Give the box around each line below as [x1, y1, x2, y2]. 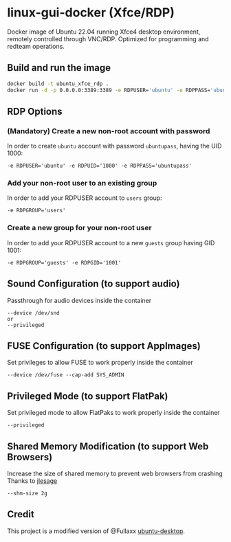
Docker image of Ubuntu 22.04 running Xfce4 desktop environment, [7, 27, 201, 36]
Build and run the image [7, 62, 111, 74]
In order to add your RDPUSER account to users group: [7, 194, 163, 202]
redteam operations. [7, 42, 65, 50]
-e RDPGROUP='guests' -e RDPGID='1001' [7, 259, 122, 266]
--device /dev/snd [7, 309, 60, 317]
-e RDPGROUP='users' [7, 207, 67, 214]
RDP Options [7, 105, 63, 117]
